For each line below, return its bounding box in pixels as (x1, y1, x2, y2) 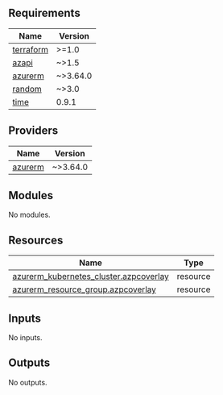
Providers (8, 124, 59, 138)
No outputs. (8, 377, 47, 387)
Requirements (8, 6, 81, 20)
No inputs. (8, 333, 43, 343)
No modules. (8, 210, 51, 220)
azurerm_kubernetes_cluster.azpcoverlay (12, 271, 169, 282)
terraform (12, 44, 49, 55)
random (12, 83, 42, 94)
